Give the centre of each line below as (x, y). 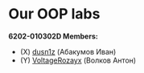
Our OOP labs (54, 14)
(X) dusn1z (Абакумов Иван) (68, 51)
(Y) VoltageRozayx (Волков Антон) (78, 60)
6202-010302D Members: (53, 36)
